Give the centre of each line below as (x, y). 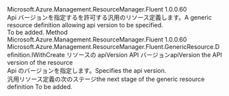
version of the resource (40, 62)
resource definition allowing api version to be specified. (85, 25)
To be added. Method (38, 32)
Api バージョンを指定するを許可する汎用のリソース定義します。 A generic (109, 17)
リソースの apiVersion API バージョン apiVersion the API (144, 55)
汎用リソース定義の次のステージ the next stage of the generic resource (106, 79)
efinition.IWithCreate (36, 55)
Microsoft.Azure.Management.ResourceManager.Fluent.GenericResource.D (113, 47)
